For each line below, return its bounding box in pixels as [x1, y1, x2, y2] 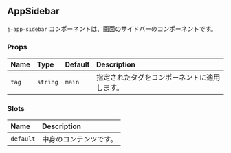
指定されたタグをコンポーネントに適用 [96, 73, 221, 82]
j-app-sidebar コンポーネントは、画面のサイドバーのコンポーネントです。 [7, 24, 217, 33]
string [36, 78, 58, 86]
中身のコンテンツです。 [42, 134, 118, 144]
